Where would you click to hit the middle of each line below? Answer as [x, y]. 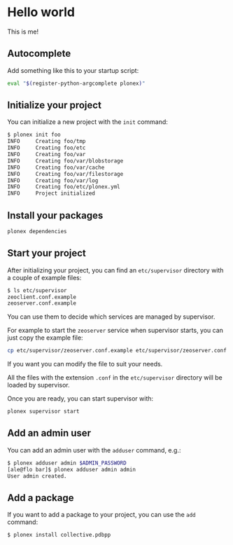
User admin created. [37, 476]
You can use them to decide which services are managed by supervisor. [111, 317]
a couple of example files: [44, 277]
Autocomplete [39, 54]
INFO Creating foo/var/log [53, 180]
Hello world [41, 12]
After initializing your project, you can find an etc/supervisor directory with [115, 270]
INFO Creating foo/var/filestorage [65, 174]
